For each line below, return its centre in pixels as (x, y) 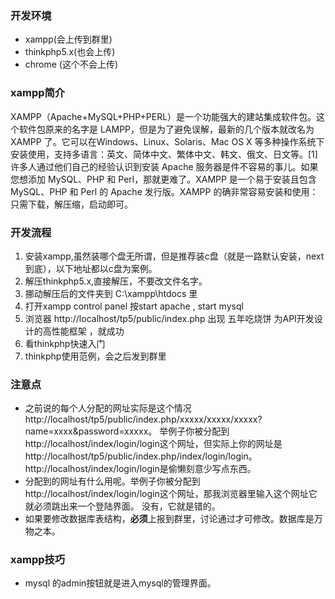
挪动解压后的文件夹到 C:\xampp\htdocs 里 (111, 293)
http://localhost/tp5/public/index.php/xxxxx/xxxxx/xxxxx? (143, 419)
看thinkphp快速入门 (65, 343)
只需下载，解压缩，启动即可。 (71, 204)
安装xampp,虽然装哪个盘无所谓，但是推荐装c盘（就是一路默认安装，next (174, 256)
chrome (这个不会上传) (71, 64)
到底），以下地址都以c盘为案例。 (91, 268)
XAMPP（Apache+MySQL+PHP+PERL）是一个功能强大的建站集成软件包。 (163, 116)
